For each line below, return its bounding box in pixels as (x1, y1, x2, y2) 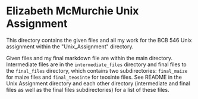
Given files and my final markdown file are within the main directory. (6, 54, 172, 61)
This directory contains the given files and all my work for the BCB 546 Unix (6, 36, 192, 44)
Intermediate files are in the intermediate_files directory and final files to (6, 61, 187, 68)
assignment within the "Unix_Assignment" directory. (6, 43, 134, 50)
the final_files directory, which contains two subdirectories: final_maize (6, 67, 188, 74)
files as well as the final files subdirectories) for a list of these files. (6, 86, 169, 93)
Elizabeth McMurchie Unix (6, 4, 139, 18)
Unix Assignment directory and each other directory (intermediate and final (6, 79, 190, 87)
